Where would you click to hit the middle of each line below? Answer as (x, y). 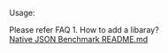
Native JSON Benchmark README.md (79, 39)
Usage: (22, 13)
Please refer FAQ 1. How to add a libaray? (84, 30)
